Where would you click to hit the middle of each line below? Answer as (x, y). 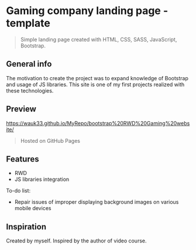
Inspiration (26, 227)
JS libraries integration (42, 179)
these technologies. (30, 90)
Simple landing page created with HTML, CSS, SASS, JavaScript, (99, 39)
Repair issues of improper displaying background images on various (97, 202)
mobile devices (33, 208)
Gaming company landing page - (87, 11)
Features (23, 159)
